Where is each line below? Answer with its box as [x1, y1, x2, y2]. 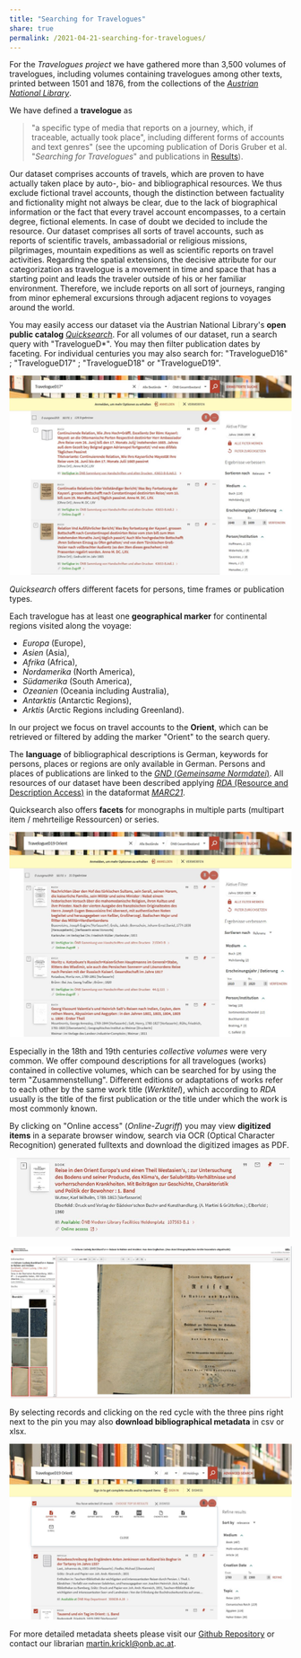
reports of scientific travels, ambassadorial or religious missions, [9, 235, 248, 246]
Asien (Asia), [21, 647, 70, 657]
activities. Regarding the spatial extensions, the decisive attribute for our [9, 254, 277, 265]
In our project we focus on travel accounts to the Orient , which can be [9, 721, 269, 732]
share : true [9, 23, 54, 33]
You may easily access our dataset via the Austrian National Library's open [9, 320, 287, 331]
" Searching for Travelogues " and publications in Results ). [30, 151, 244, 162]
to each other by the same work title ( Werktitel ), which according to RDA [9, 1084, 277, 1095]
